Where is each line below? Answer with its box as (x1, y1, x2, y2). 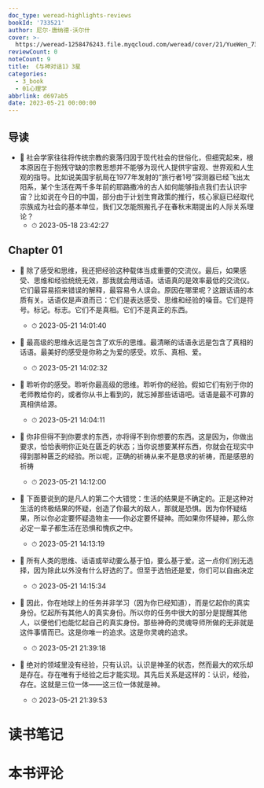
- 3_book (15, 77, 44, 85)
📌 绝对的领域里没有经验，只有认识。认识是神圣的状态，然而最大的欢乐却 (19, 660, 254, 669)
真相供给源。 (19, 399, 61, 409)
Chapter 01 (8, 244, 63, 257)
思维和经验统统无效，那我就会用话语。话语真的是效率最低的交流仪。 (33, 275, 254, 285)
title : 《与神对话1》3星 (8, 63, 81, 71)
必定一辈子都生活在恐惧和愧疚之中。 (19, 523, 137, 532)
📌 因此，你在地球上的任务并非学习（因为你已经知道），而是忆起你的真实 (19, 598, 250, 607)
